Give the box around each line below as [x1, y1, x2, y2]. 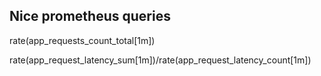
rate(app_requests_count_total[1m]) [9, 34, 156, 46]
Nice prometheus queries [9, 8, 171, 25]
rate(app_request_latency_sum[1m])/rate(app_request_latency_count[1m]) [9, 54, 312, 66]
